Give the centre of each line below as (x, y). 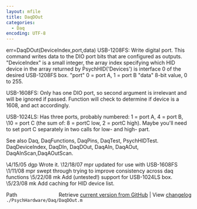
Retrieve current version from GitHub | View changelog (125, 195)
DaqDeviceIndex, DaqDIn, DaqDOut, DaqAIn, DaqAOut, (73, 147)
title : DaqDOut (25, 17)
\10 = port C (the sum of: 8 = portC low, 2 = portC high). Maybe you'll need (96, 123)
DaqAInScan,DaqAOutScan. (40, 153)
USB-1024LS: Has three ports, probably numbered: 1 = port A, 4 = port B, (95, 117)
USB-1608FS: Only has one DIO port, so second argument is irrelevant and (96, 93)
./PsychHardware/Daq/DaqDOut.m (44, 201)
